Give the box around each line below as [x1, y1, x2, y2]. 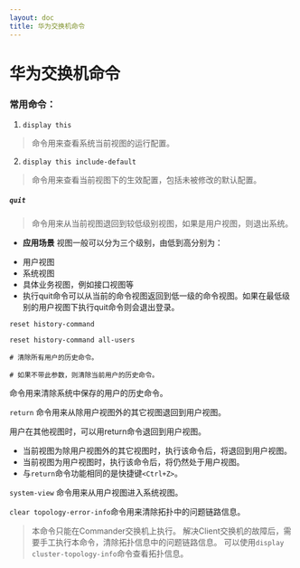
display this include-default [22, 157, 137, 166]
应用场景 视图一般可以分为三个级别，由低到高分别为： [22, 237, 223, 248]
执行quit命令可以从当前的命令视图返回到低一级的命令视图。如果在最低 [22, 290, 283, 301]
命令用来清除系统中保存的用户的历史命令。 [9, 387, 168, 398]
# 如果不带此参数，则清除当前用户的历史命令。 [9, 370, 160, 380]
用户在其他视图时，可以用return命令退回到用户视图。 [9, 426, 206, 437]
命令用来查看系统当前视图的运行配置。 [31, 137, 174, 148]
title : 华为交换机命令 [9, 22, 86, 31]
